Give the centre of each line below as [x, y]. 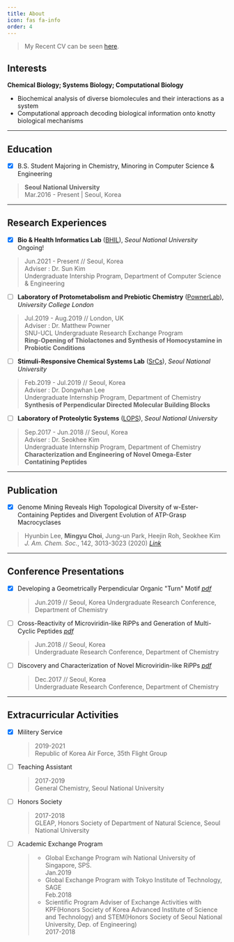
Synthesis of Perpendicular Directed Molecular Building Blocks [117, 405]
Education [30, 149]
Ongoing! [31, 247]
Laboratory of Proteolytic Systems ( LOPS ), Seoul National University [117, 418]
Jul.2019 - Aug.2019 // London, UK [74, 318]
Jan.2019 [58, 873]
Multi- [203, 623]
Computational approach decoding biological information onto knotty [116, 113]
